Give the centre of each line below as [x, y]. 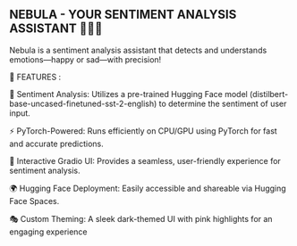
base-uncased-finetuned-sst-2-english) [83, 103]
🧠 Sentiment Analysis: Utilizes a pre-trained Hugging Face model [128, 94]
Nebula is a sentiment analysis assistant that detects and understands [138, 50]
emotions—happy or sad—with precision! [85, 59]
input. [20, 113]
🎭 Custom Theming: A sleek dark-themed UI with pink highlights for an [141, 218]
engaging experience [48, 232]
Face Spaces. [34, 201]
